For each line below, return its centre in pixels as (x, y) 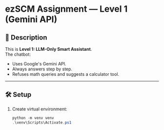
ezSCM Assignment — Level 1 (66, 9)
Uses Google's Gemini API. (39, 64)
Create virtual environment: (40, 109)
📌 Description (26, 37)
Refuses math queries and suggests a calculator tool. (66, 74)
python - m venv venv (33, 118)
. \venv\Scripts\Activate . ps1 (42, 122)
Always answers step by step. (42, 69)
